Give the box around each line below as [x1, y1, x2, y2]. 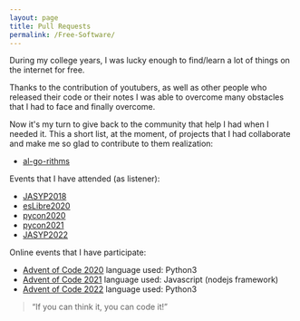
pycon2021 [22, 219, 64, 231]
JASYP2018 [22, 191, 67, 202]
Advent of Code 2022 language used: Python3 [22, 284, 198, 295]
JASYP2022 [22, 229, 69, 240]
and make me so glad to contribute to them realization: [9, 138, 214, 150]
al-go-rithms [22, 156, 71, 167]
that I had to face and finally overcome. [9, 102, 156, 112]
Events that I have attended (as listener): [9, 173, 160, 184]
